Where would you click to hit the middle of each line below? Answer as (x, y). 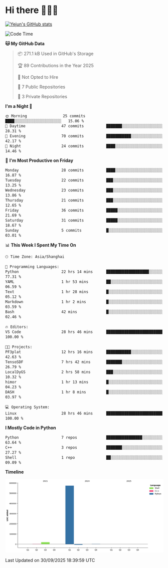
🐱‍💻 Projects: (19, 347)
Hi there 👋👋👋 (32, 10)
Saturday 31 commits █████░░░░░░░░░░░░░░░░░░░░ (84, 220)
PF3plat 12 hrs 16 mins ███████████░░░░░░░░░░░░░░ (84, 352)
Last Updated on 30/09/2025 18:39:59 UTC (50, 560)
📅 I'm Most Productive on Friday (39, 160)
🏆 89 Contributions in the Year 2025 (56, 65)
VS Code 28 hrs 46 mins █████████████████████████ (84, 332)
